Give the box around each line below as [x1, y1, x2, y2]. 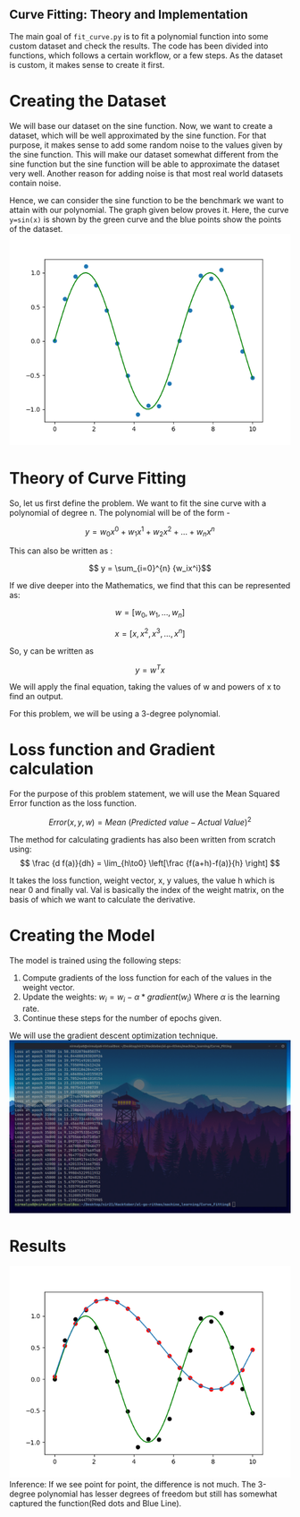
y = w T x [135, 663, 165, 675]
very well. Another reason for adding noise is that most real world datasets [9, 167, 284, 178]
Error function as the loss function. [9, 798, 137, 809]
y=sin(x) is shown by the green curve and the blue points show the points [9, 214, 282, 225]
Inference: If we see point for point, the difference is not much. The [9, 1478, 256, 1489]
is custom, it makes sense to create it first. [9, 59, 165, 70]
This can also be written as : [9, 545, 113, 556]
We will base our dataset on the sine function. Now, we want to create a [9, 120, 273, 131]
